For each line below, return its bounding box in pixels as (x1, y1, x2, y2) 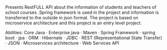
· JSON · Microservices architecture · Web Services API (5, 40, 119, 46)
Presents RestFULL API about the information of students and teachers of (5, 4, 156, 10)
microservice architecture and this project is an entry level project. (5, 20, 142, 26)
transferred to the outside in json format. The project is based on (5, 15, 138, 20)
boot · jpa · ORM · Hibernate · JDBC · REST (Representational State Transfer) (5, 35, 162, 41)
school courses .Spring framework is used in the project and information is (5, 9, 159, 15)
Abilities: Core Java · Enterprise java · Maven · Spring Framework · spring (5, 30, 155, 35)
